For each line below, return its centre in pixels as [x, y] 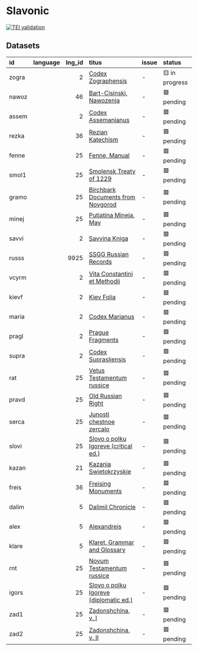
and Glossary [107, 550]
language [47, 62]
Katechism [103, 140]
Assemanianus [109, 120]
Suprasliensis [108, 359]
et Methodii [105, 282]
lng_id [75, 62]
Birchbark [102, 189]
